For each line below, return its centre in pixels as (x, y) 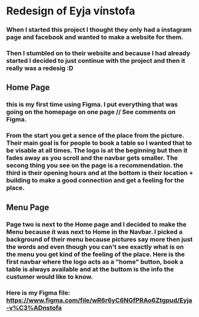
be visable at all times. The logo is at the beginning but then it (97, 151)
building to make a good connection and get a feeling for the (95, 181)
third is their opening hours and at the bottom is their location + (100, 173)
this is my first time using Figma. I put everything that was (92, 105)
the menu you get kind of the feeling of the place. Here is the (96, 254)
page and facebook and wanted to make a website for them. (95, 37)
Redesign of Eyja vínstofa (71, 11)
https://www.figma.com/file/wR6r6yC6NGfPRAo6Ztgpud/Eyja (99, 300)
